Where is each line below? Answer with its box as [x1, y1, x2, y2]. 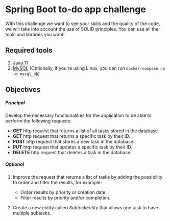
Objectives [5, 85, 41, 94]
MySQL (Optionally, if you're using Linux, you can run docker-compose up [12, 65, 165, 71]
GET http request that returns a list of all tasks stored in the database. [12, 128, 159, 134]
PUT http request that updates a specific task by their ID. [12, 144, 133, 150]
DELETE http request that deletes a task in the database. [12, 150, 132, 156]
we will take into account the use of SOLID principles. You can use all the [5, 26, 159, 32]
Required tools [5, 46, 53, 55]
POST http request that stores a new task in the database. [12, 139, 135, 145]
